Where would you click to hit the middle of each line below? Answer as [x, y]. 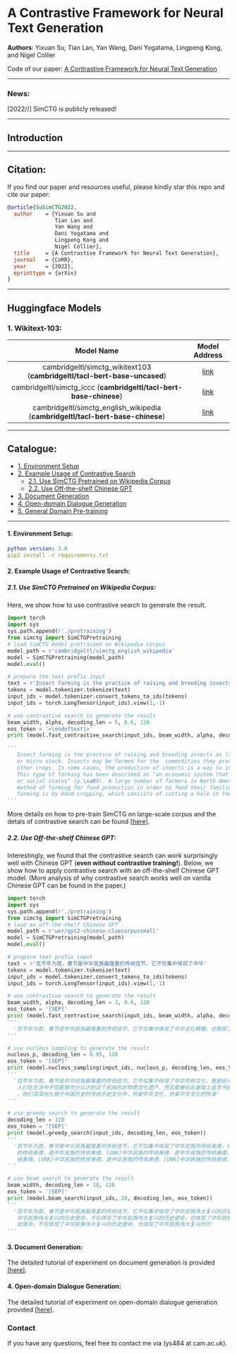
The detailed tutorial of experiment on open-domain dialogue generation [113, 1302]
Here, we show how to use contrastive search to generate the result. [107, 605]
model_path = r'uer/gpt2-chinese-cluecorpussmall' [83, 931]
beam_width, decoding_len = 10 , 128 [61, 1185]
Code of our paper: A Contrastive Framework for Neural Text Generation [112, 68]
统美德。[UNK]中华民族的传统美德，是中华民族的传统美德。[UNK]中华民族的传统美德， [124, 1159]
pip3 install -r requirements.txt [58, 555]
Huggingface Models [54, 308]
